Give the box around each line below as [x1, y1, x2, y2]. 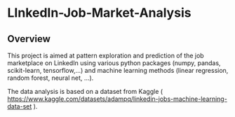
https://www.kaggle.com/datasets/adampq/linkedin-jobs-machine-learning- [7, 95, 228, 103]
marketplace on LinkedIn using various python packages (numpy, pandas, [7, 59, 221, 67]
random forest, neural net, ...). [7, 74, 94, 82]
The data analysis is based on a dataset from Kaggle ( [7, 88, 163, 95]
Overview [7, 33, 51, 45]
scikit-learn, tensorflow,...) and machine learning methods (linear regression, [7, 67, 229, 74]
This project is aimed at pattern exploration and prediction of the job [7, 51, 205, 60]
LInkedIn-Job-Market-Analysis [7, 5, 192, 21]
